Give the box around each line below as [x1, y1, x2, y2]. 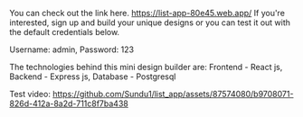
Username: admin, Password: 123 [9, 44, 134, 55]
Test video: [9, 89, 52, 99]
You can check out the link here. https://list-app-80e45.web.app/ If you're [9, 8, 285, 18]
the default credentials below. [9, 27, 120, 37]
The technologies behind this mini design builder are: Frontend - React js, [9, 62, 283, 72]
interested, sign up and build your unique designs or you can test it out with [9, 17, 291, 28]
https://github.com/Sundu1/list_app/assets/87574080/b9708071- [52, 89, 294, 99]
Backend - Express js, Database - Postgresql [9, 71, 176, 82]
